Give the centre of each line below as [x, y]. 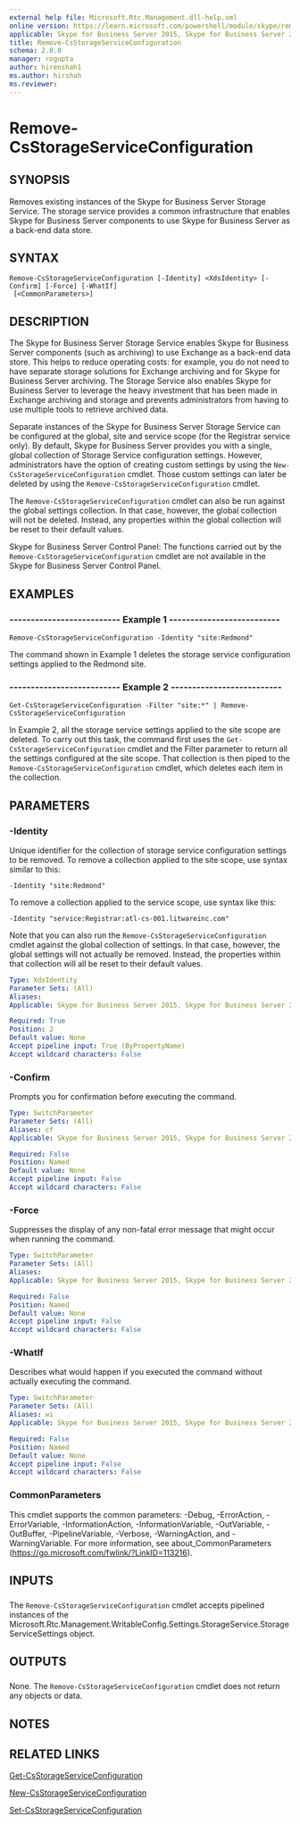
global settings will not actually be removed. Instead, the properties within [145, 954]
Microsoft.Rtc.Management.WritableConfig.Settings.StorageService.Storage [150, 1624]
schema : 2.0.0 [36, 51]
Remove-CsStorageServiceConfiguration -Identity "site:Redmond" [131, 638]
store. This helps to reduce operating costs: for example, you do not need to [150, 362]
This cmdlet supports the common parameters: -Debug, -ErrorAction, [137, 1514]
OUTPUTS [38, 1662]
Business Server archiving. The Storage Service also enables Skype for [141, 381]
